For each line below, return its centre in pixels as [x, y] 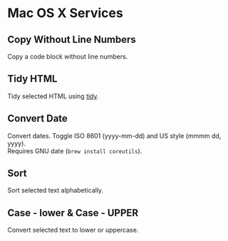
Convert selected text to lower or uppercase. [73, 230]
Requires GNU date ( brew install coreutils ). [75, 150]
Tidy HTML [32, 79]
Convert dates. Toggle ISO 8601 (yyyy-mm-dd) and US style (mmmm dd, [114, 135]
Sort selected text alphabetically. [56, 190]
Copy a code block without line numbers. [68, 56]
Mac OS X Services [65, 13]
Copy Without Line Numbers [72, 40]
